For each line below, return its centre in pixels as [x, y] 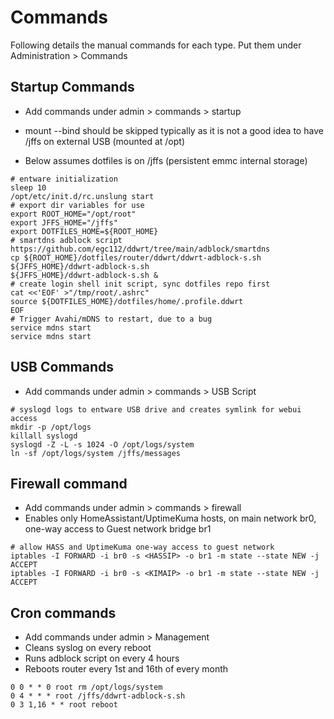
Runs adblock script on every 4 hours [102, 658]
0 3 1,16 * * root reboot [64, 705]
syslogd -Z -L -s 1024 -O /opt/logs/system [102, 444]
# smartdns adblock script [66, 240]
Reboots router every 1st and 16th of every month [126, 669]
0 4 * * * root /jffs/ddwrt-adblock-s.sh [98, 696]
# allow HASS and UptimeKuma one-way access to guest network [142, 547]
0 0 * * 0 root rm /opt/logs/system [86, 687]
